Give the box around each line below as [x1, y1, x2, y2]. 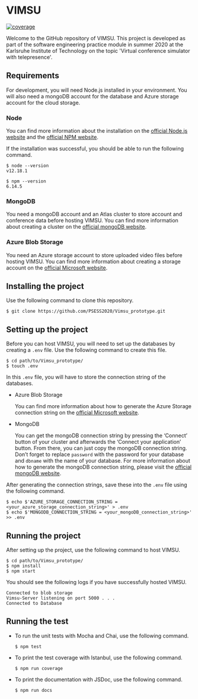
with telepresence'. [6, 53, 53, 60]
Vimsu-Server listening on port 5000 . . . [6, 595, 116, 601]
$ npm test [14, 643, 42, 649]
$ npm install [6, 563, 41, 569]
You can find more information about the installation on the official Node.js [6, 127, 188, 134]
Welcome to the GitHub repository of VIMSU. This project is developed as [6, 34, 186, 41]
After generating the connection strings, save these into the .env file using [6, 481, 188, 489]
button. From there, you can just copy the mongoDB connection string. [14, 445, 187, 452]
